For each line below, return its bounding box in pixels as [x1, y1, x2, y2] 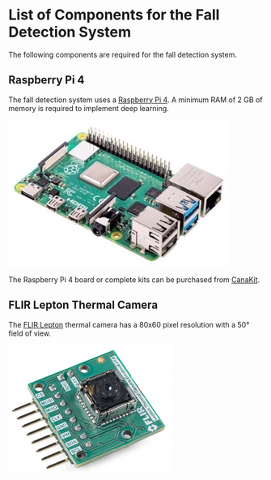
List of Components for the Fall [8, 6, 220, 24]
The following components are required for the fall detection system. [8, 49, 237, 59]
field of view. [8, 328, 51, 338]
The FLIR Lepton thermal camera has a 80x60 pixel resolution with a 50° [8, 319, 250, 329]
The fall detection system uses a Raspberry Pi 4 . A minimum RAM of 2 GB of [8, 95, 263, 105]
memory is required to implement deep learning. [8, 103, 170, 113]
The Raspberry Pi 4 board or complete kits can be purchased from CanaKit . [8, 274, 260, 285]
